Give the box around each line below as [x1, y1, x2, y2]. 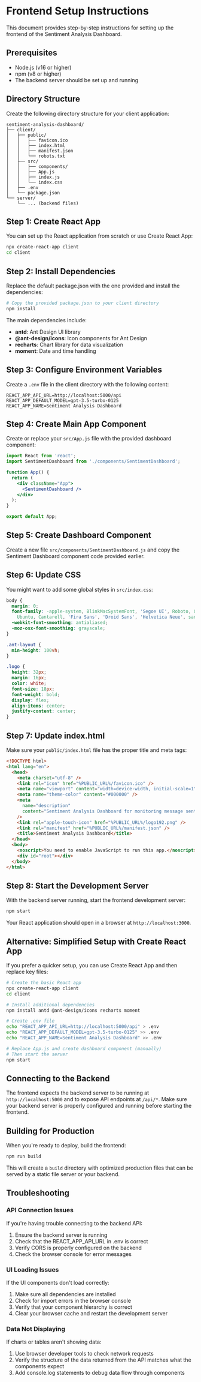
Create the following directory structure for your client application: [6, 110, 169, 117]
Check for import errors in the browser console [14, 1297, 132, 1304]
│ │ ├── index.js [6, 174, 60, 180]
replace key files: [6, 968, 48, 975]
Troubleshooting [6, 1188, 70, 1198]
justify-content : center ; [11, 708, 77, 715]
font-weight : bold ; [11, 691, 60, 697]
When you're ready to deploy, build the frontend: [6, 1142, 126, 1149]
